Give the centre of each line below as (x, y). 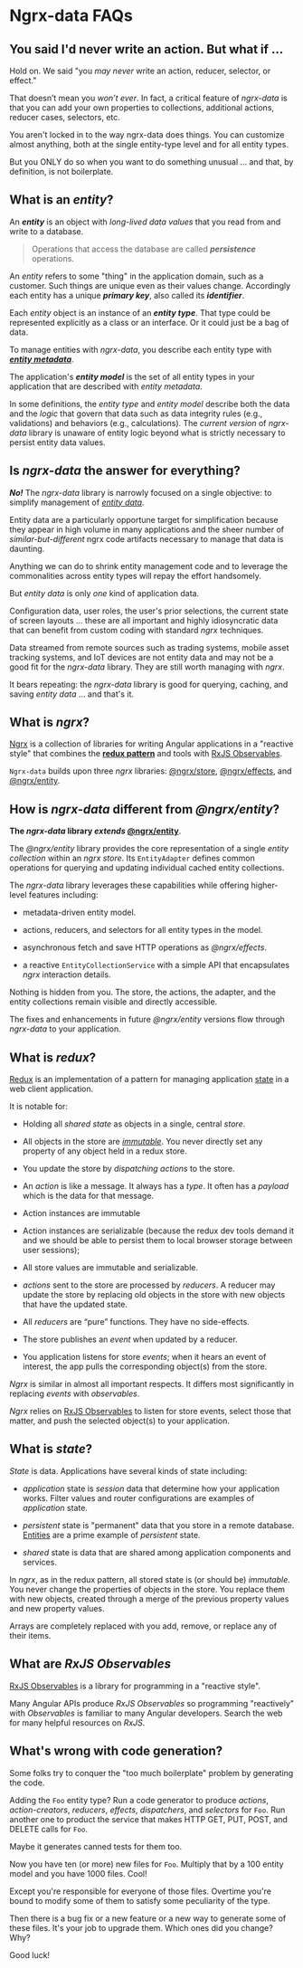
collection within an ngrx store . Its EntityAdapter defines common (132, 858)
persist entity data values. (57, 442)
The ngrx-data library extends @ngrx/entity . (95, 831)
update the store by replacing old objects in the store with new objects (154, 1295)
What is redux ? (53, 1057)
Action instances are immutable (81, 1213)
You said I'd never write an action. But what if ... (147, 49)
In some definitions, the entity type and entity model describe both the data (150, 404)
